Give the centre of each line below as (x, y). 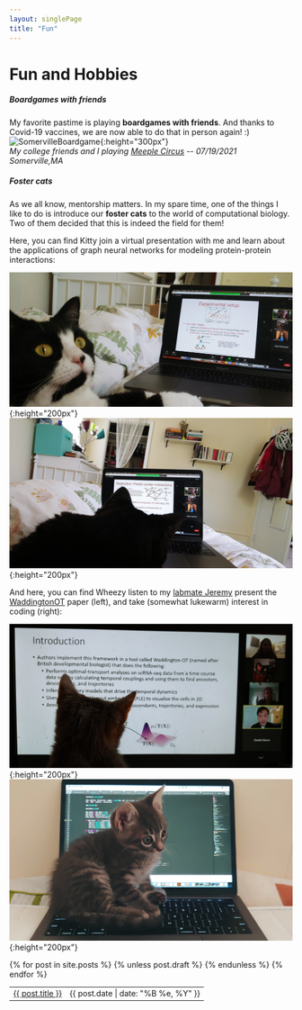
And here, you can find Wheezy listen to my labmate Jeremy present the (143, 592)
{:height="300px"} (134, 141)
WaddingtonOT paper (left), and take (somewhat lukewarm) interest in (139, 602)
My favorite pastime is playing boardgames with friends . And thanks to (142, 122)
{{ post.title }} (38, 994)
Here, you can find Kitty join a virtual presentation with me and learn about (147, 240)
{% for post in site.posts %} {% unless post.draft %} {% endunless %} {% (146, 965)
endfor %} (28, 974)
